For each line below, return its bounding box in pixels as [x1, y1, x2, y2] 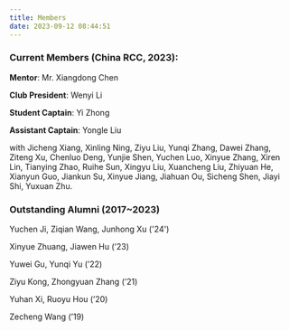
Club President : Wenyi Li [9, 90, 103, 100]
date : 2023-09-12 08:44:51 [9, 22, 111, 31]
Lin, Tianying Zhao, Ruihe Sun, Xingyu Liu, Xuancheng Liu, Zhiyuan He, [9, 161, 274, 172]
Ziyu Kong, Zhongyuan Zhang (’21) [9, 277, 138, 288]
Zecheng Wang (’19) [9, 311, 85, 322]
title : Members [9, 13, 67, 23]
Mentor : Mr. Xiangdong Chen [9, 71, 119, 82]
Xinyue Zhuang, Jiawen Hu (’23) [9, 241, 129, 252]
